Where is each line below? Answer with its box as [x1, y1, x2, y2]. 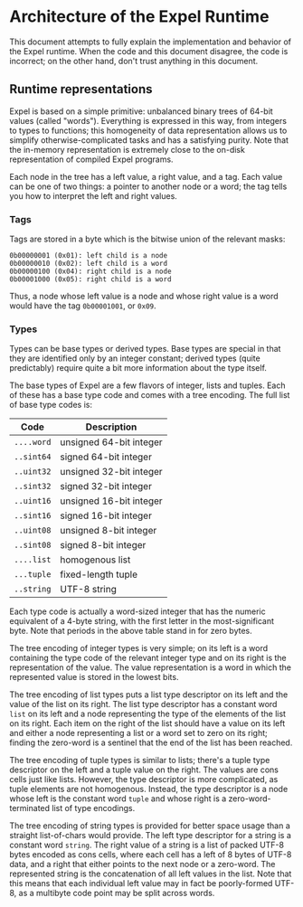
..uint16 [14, 496, 52, 506]
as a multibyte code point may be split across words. [18, 888, 215, 899]
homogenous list [60, 553, 131, 566]
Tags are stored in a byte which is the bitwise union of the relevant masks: [9, 233, 286, 245]
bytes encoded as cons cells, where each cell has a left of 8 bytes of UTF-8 [9, 849, 292, 860]
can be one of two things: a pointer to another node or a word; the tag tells [9, 181, 288, 192]
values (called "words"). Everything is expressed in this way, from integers [9, 115, 288, 126]
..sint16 [14, 511, 52, 521]
